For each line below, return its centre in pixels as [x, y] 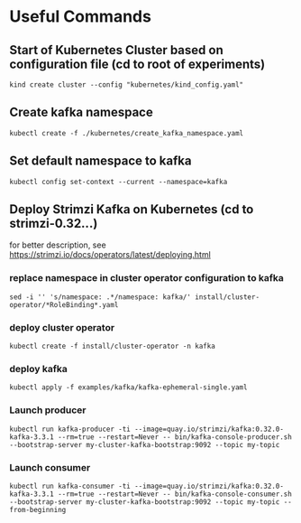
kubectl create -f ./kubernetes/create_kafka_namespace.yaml [127, 133]
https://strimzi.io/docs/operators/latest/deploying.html [110, 255]
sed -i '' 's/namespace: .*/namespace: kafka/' [100, 297]
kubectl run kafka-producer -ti [70, 429]
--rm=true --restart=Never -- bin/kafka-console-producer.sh [175, 437]
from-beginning [38, 509]
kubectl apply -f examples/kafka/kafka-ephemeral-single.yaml [128, 388]
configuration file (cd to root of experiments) [137, 64]
